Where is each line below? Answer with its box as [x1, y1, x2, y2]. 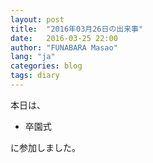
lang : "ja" [10, 52, 56, 62]
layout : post [10, 14, 65, 25]
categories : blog [10, 61, 83, 71]
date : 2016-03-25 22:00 [10, 33, 118, 43]
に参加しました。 [10, 141, 81, 153]
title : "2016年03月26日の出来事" [10, 24, 144, 34]
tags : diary [10, 71, 60, 81]
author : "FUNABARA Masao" [10, 42, 118, 53]
